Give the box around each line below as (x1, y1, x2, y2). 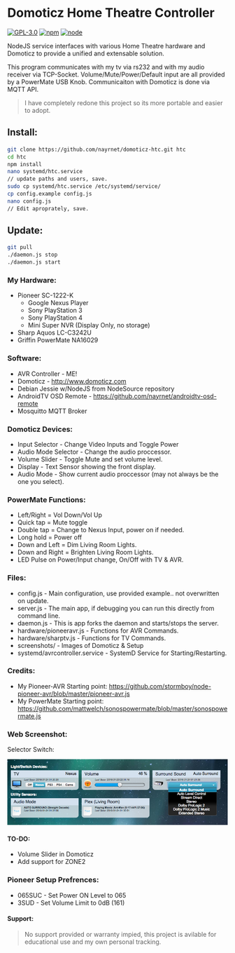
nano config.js (7, 198, 52, 205)
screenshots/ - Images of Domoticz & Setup (17, 641, 144, 649)
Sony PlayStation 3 (27, 306, 83, 315)
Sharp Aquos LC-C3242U (17, 328, 92, 337)
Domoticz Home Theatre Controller (7, 5, 215, 21)
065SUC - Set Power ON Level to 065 (17, 891, 127, 899)
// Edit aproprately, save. (7, 205, 90, 212)
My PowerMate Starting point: (17, 696, 104, 705)
